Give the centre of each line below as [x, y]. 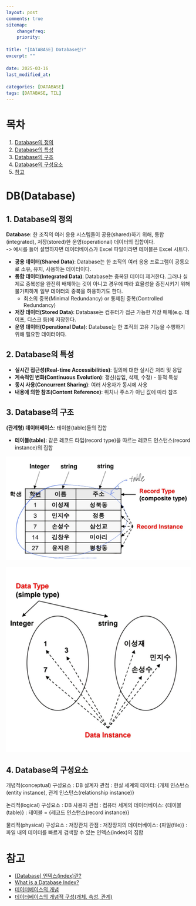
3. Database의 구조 [40, 412]
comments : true [25, 19]
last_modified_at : [28, 75]
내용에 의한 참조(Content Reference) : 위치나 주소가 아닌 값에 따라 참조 [96, 392]
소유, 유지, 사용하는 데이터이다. [56, 269]
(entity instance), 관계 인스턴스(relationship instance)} [70, 793]
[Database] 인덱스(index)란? [48, 876]
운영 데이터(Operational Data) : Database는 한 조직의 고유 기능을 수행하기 [100, 326]
